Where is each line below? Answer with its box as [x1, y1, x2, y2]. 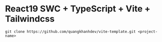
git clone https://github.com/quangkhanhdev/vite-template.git [5, 29, 136, 34]
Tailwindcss [5, 13, 55, 24]
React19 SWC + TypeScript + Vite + [5, 3, 151, 14]
